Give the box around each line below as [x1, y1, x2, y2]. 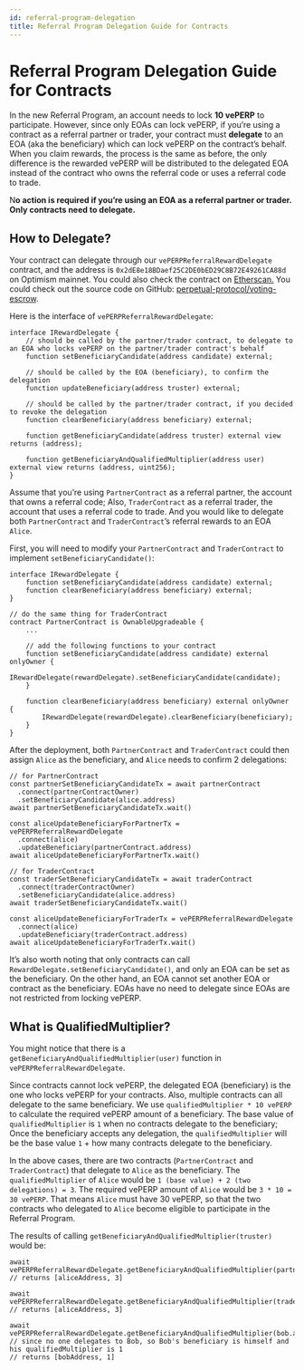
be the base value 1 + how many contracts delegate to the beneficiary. [9, 1138, 273, 1149]
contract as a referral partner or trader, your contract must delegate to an [9, 129, 283, 140]
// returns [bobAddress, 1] [9, 1353, 116, 1362]
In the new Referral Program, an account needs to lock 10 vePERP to [9, 110, 265, 121]
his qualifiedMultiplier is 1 [9, 1345, 124, 1355]
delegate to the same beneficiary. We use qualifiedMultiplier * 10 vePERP [9, 1099, 292, 1110]
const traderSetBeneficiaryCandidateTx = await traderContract [9, 875, 253, 884]
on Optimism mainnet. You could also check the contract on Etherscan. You [9, 274, 291, 285]
